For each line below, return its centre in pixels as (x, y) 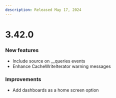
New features (22, 50)
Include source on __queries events (49, 61)
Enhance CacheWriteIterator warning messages (61, 66)
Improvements (23, 79)
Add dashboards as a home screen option (55, 90)
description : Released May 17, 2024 (43, 10)
